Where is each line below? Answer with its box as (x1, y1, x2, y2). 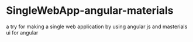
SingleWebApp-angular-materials (6, 4, 174, 17)
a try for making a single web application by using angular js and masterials (6, 23, 188, 30)
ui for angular (6, 29, 39, 36)
